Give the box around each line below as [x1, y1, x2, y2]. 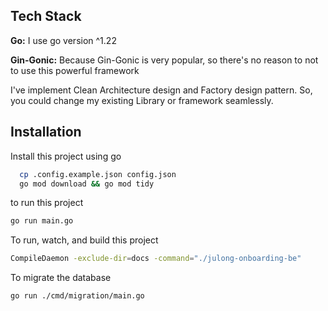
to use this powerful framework [10, 64, 140, 76]
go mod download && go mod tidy [19, 179, 155, 189]
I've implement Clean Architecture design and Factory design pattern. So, [10, 84, 313, 96]
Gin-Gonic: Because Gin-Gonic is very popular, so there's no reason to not [10, 54, 319, 66]
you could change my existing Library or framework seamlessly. [10, 94, 274, 106]
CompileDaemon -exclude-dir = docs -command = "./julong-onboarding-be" [10, 254, 302, 264]
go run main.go [10, 216, 74, 226]
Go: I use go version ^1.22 [10, 34, 117, 46]
